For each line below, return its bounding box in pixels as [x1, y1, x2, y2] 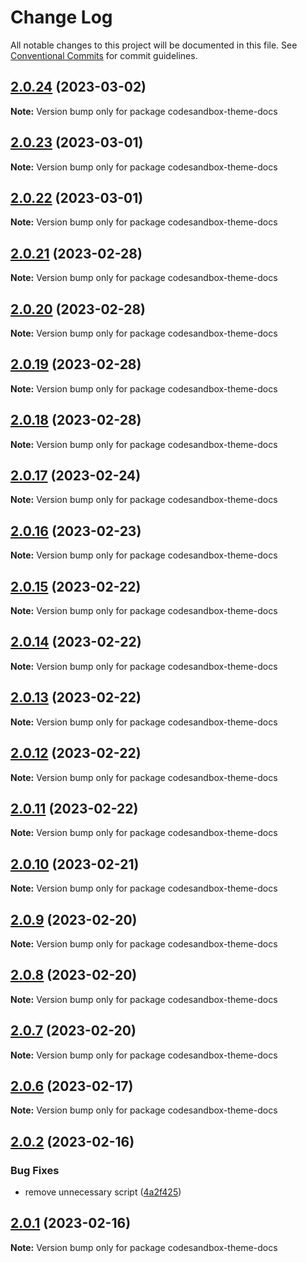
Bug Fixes [10, 1163, 60, 1177]
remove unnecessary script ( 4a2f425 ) [24, 1186, 182, 1198]
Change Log [10, 6, 113, 29]
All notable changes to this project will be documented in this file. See [10, 39, 298, 51]
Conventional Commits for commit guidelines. [10, 49, 198, 61]
